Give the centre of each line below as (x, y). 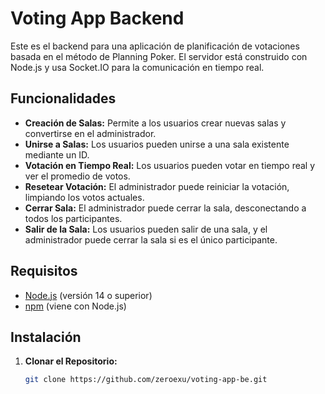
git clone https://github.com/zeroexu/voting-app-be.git (146, 380)
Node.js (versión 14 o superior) (88, 295)
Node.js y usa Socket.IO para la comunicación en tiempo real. (137, 67)
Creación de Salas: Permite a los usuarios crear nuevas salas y (155, 123)
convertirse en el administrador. (90, 133)
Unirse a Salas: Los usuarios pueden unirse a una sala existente (157, 144)
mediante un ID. (57, 154)
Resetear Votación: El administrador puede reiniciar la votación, (157, 186)
